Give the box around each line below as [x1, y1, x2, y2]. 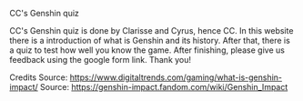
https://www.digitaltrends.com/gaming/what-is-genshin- [69, 72, 283, 83]
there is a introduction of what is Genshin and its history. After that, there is [9, 35, 291, 45]
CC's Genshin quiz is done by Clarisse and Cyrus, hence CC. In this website [9, 25, 294, 35]
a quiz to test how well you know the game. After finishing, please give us [9, 45, 285, 56]
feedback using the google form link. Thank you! [9, 55, 192, 65]
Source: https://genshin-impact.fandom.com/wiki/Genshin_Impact [39, 82, 288, 92]
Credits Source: [9, 72, 68, 83]
